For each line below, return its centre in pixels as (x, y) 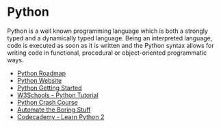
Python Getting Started (49, 88)
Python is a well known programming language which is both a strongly (108, 31)
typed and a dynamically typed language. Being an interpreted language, (110, 38)
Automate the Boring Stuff (54, 110)
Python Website (39, 80)
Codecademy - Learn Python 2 (61, 116)
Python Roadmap (41, 73)
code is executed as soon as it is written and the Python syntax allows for (110, 45)
